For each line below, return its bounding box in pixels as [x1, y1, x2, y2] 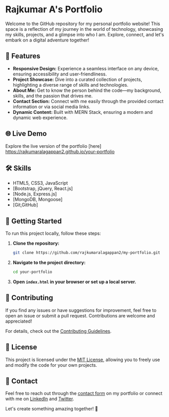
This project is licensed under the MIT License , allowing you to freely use [5, 356, 160, 363]
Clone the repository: [12, 240, 60, 247]
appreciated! [5, 318, 32, 324]
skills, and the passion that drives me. [12, 92, 93, 98]
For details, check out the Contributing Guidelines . [5, 328, 112, 334]
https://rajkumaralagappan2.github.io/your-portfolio [5, 148, 115, 154]
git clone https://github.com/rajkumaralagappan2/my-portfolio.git [12, 250, 160, 255]
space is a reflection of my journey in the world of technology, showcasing [5, 26, 163, 32]
